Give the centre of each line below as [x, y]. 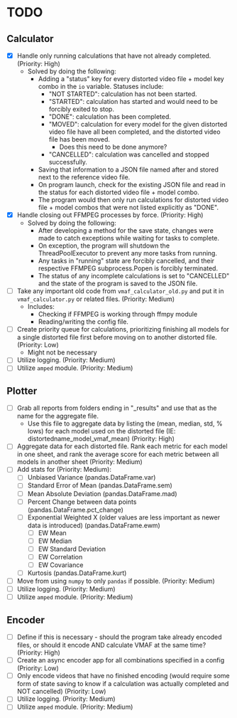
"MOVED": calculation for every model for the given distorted [138, 125]
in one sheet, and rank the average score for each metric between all [118, 454]
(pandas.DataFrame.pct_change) [75, 510]
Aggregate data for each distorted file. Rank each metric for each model [122, 446]
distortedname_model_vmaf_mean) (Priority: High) [101, 439]
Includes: [41, 307]
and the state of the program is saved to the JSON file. [118, 284]
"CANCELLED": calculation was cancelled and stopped [129, 154]
